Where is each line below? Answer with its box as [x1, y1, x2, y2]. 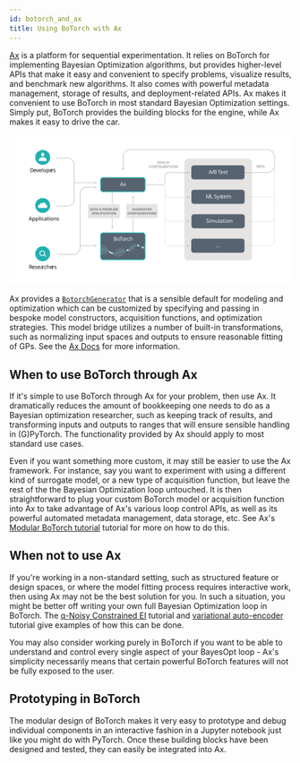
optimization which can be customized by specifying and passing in [9, 303, 260, 313]
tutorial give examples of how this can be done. [9, 619, 184, 630]
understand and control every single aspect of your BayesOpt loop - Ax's [9, 646, 279, 657]
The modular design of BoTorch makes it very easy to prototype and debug [9, 715, 287, 725]
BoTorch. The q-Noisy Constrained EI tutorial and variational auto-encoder [9, 610, 284, 621]
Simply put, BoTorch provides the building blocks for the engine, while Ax [9, 107, 279, 117]
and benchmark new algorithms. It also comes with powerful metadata [9, 78, 270, 89]
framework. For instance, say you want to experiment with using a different [9, 466, 287, 476]
